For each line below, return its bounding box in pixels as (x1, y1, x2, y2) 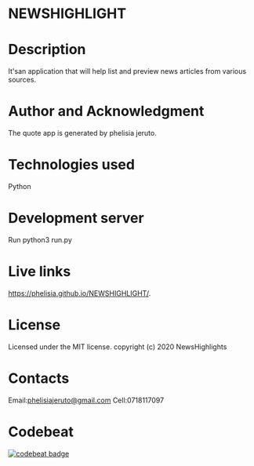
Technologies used (8, 156, 136, 173)
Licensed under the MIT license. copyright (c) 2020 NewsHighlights (8, 342, 227, 351)
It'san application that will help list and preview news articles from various (8, 67, 247, 76)
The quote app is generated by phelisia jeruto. (8, 129, 157, 138)
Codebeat (8, 423, 74, 440)
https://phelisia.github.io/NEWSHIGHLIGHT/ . (8, 288, 151, 298)
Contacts (8, 370, 70, 387)
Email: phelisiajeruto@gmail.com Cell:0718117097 (8, 395, 165, 405)
